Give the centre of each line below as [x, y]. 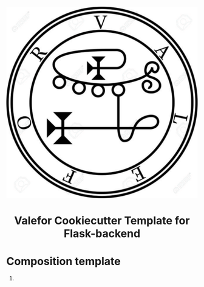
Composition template [63, 261]
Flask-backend [102, 234]
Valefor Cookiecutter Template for [102, 221]
